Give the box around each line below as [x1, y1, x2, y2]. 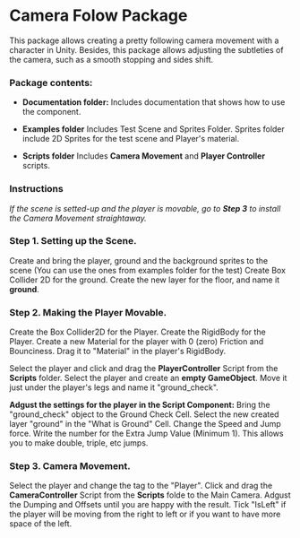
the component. [21, 107, 81, 117]
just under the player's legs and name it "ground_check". [9, 382, 219, 393]
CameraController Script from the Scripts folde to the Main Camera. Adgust [9, 490, 291, 500]
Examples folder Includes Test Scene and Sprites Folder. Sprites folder [21, 124, 285, 134]
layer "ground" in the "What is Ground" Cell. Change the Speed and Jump [9, 419, 282, 430]
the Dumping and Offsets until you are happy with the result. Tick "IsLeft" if [9, 499, 287, 510]
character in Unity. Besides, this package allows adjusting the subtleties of [9, 44, 284, 55]
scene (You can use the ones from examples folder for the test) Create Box [9, 265, 287, 275]
